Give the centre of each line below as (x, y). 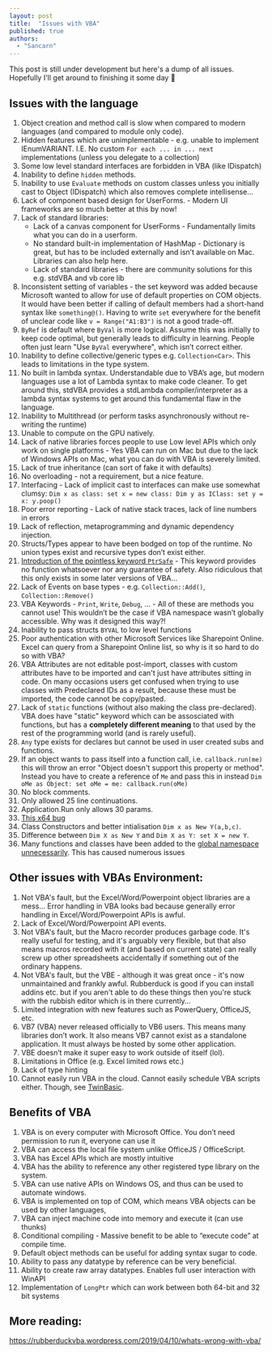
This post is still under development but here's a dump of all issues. (121, 69)
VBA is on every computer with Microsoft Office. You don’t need (128, 1132)
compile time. (44, 1244)
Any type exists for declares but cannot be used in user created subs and (142, 741)
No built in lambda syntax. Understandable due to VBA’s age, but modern (142, 372)
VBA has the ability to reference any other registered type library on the (140, 1166)
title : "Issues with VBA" (55, 24)
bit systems (40, 1295)
